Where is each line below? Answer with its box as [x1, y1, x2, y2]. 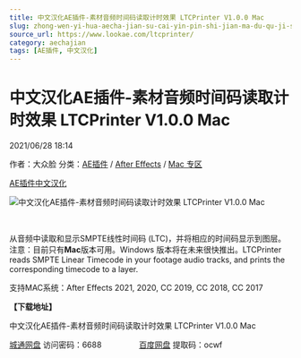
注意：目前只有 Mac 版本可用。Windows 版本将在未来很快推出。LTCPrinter [9, 244, 282, 255]
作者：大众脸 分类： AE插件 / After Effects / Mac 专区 [9, 158, 203, 170]
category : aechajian [9, 38, 87, 47]
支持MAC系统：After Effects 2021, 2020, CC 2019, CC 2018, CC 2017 [9, 283, 263, 294]
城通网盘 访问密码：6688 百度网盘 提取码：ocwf [9, 339, 223, 350]
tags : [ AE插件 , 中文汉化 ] [9, 47, 99, 55]
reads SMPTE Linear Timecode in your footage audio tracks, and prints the [9, 254, 286, 265]
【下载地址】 [9, 302, 56, 312]
